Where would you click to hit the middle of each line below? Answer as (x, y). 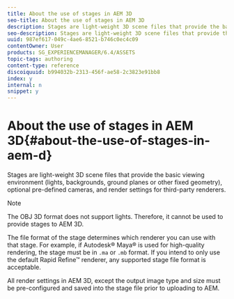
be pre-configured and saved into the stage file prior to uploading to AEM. (114, 288)
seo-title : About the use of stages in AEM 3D (76, 20)
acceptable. (24, 267)
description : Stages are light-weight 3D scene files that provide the (113, 26)
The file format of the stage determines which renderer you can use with (111, 238)
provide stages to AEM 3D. (46, 224)
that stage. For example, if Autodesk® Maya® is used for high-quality (106, 245)
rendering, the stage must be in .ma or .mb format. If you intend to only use (114, 252)
